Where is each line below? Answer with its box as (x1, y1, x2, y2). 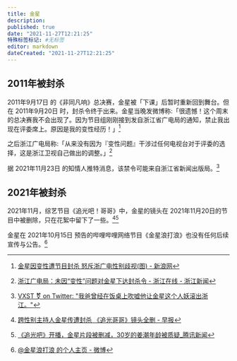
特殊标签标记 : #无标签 (7, 37, 65, 44)
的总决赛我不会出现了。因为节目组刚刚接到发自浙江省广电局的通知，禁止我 (7, 115, 224, 124)
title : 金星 (7, 10, 40, 18)
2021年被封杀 (7, 187, 67, 199)
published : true (7, 23, 55, 30)
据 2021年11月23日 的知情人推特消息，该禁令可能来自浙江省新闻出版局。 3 (7, 163, 220, 172)
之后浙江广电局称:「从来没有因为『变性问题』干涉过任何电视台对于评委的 (7, 139, 220, 148)
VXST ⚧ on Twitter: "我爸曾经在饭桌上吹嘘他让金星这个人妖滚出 (17, 291, 202, 300)
